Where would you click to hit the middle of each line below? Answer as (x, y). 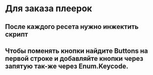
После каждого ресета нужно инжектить (72, 27)
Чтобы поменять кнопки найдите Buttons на (76, 51)
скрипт (17, 34)
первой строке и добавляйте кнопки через (74, 59)
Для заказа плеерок (49, 9)
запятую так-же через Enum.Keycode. (67, 66)
